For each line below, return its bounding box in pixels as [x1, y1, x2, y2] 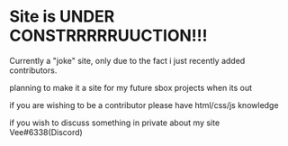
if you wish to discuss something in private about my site [9, 117, 220, 128]
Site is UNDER [9, 6, 115, 27]
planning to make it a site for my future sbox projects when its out [9, 82, 253, 93]
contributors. [9, 65, 58, 76]
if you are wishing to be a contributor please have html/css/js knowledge [9, 99, 279, 110]
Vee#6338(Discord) [9, 126, 83, 137]
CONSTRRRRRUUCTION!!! [9, 25, 208, 46]
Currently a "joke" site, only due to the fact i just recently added [9, 55, 246, 66]
